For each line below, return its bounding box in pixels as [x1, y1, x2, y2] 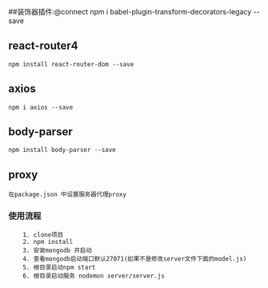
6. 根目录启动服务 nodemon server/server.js [22, 271, 166, 280]
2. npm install [22, 238, 74, 246]
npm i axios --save [8, 103, 74, 111]
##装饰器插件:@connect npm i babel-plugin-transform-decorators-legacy [8, 7, 252, 16]
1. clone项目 [22, 230, 64, 238]
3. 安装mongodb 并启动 [22, 246, 92, 254]
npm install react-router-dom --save [8, 60, 134, 68]
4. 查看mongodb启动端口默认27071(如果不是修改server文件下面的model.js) [22, 254, 247, 262]
